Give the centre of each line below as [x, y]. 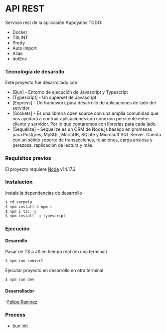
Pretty [19, 42]
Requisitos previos [28, 158]
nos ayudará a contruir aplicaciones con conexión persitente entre [81, 119]
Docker [20, 32]
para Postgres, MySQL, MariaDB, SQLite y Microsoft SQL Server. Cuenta [86, 135]
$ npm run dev [20, 280]
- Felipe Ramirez [21, 302]
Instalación [19, 182]
